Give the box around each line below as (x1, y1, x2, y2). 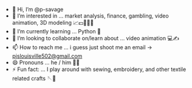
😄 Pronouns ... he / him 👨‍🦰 (12, 59, 80, 66)
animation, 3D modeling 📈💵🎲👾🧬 (12, 19, 94, 26)
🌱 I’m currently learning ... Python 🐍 (12, 28, 101, 35)
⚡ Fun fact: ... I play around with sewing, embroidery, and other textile (12, 66, 187, 73)
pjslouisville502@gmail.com (12, 52, 83, 59)
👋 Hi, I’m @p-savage (12, 6, 64, 13)
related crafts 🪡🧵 (12, 75, 57, 82)
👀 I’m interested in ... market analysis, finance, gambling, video (12, 12, 169, 19)
